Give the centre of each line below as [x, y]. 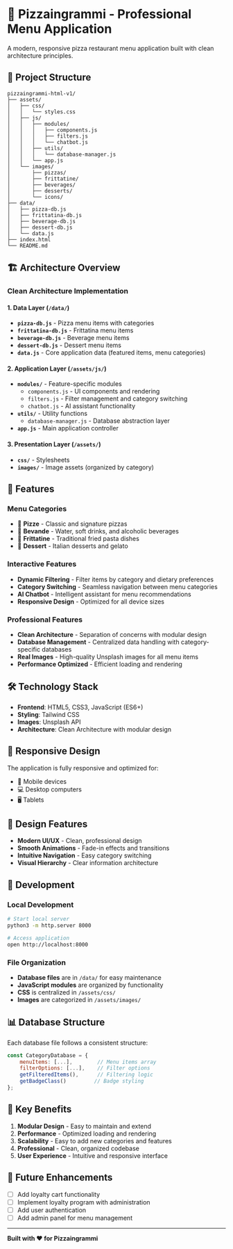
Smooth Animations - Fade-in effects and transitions [93, 848]
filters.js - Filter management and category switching [107, 398]
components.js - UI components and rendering [94, 392]
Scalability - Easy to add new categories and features [94, 1141]
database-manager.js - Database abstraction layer [98, 421]
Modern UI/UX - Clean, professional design [79, 841]
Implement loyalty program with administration [84, 1202]
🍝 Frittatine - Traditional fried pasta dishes [78, 539]
